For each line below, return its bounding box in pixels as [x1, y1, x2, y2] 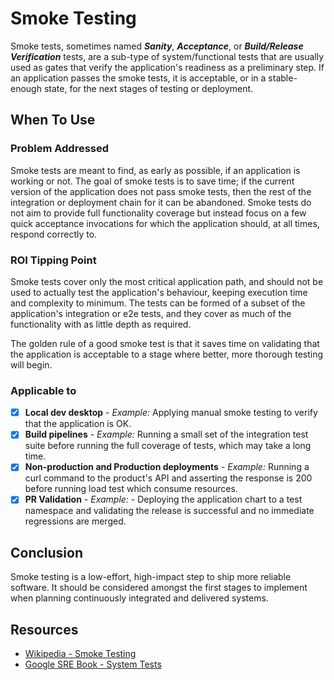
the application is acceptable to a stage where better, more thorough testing [10, 348, 324, 360]
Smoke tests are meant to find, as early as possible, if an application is [10, 164, 301, 176]
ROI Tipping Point [10, 253, 97, 267]
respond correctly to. [10, 228, 98, 240]
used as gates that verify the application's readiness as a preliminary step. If [10, 61, 325, 73]
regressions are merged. [24, 515, 127, 527]
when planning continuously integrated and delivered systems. [10, 592, 269, 604]
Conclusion [10, 544, 84, 561]
